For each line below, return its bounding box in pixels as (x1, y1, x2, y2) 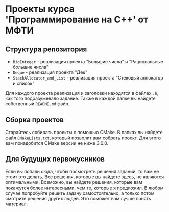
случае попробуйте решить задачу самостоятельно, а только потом (5, 190, 155, 196)
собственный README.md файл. (5, 101, 70, 107)
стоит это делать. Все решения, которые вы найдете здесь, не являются (5, 174, 164, 180)
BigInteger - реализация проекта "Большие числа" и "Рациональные (12, 59, 163, 64)
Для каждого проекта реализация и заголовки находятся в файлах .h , (5, 90, 159, 96)
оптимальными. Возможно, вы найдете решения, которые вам (5, 179, 143, 185)
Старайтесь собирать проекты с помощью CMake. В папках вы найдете (5, 129, 163, 135)
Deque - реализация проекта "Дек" (12, 69, 88, 75)
